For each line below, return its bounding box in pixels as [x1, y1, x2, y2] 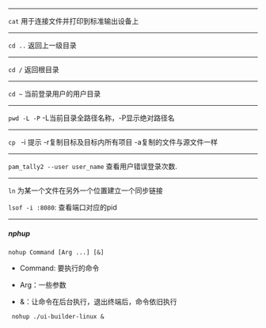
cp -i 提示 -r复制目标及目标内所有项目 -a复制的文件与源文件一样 [8, 138, 218, 147]
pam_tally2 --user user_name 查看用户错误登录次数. [8, 162, 178, 172]
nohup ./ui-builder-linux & [11, 313, 104, 321]
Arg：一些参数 [19, 281, 67, 290]
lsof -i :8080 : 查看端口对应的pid [8, 202, 117, 213]
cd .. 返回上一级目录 [8, 40, 77, 51]
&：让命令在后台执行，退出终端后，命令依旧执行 [19, 297, 177, 307]
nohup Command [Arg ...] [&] [8, 249, 104, 257]
